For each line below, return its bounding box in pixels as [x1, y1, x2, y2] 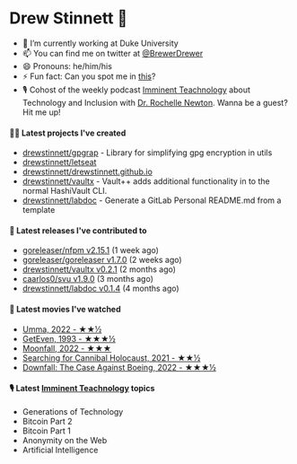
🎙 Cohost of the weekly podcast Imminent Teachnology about [22, 84, 251, 95]
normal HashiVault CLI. [22, 186, 108, 197]
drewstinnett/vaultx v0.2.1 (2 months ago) [22, 264, 177, 275]
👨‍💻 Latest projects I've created [9, 127, 127, 138]
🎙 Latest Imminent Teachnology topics [9, 383, 155, 394]
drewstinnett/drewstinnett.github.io [22, 166, 153, 178]
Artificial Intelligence [22, 444, 99, 455]
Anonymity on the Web [22, 434, 108, 445]
